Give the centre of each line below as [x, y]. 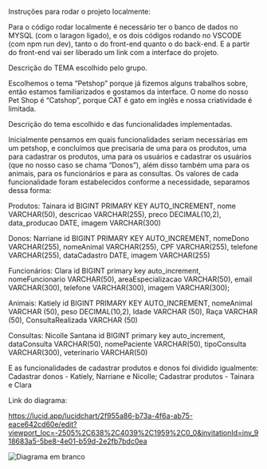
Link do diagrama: [38, 400]
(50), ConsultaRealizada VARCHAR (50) [73, 320]
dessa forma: [30, 190]
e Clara [20, 385]
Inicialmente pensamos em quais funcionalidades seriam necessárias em [128, 140]
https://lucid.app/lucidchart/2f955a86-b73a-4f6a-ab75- [101, 416]
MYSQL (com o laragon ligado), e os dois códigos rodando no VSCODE [125, 35]
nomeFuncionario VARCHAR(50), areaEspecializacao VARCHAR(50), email [130, 279]
